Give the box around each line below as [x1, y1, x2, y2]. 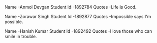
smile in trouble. [4, 34, 37, 39]
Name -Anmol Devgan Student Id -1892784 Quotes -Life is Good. [4, 4, 137, 10]
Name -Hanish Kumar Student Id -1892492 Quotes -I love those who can [4, 28, 152, 34]
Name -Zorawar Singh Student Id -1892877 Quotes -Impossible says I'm [4, 14, 151, 19]
